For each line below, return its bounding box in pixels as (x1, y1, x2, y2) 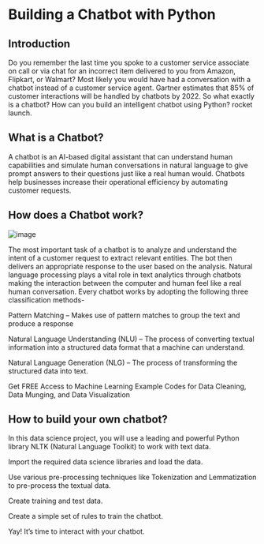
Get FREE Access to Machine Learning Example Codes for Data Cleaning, (8, 381, 247, 391)
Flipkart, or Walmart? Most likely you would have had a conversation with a (8, 75, 251, 84)
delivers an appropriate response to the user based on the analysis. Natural (8, 261, 253, 271)
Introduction (8, 37, 71, 51)
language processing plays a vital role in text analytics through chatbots (8, 270, 242, 280)
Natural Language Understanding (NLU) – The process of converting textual (8, 334, 255, 343)
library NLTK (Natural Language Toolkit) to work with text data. (8, 442, 211, 452)
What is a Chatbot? (8, 131, 104, 144)
